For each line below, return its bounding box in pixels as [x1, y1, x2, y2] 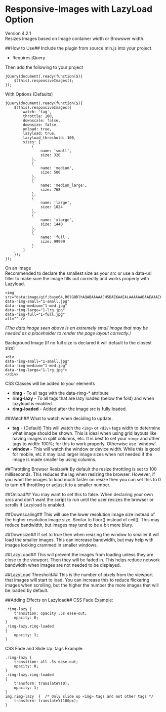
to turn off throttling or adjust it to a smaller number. [5, 482, 111, 488]
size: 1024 [40, 204, 63, 209]
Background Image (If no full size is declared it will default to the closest [5, 339, 152, 345]
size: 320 [40, 152, 61, 158]
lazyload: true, [23, 131, 56, 136]
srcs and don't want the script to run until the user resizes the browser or [5, 497, 154, 503]
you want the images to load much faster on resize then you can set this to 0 [5, 476, 161, 482]
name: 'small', [40, 148, 72, 153]
